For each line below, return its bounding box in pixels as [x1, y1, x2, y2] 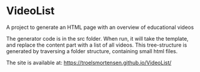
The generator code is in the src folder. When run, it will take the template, [6, 35, 189, 42]
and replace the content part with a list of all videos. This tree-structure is [6, 41, 187, 48]
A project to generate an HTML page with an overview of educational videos [6, 24, 194, 31]
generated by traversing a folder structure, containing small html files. [6, 47, 178, 54]
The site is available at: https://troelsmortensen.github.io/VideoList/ [6, 59, 172, 66]
